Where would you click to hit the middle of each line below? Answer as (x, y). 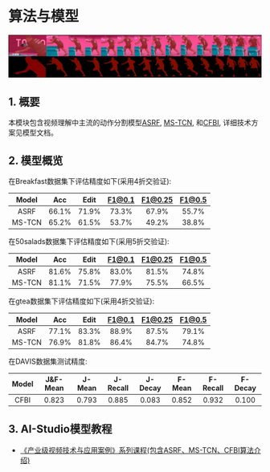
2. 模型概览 (36, 160)
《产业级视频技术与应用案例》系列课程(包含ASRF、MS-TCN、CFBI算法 (137, 450)
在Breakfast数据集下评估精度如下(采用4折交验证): (90, 181)
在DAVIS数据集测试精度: (48, 361)
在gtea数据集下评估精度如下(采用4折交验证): (82, 301)
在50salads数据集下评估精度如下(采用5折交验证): (89, 241)
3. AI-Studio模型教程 (60, 429)
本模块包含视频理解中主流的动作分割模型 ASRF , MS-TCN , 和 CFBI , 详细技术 (130, 123)
